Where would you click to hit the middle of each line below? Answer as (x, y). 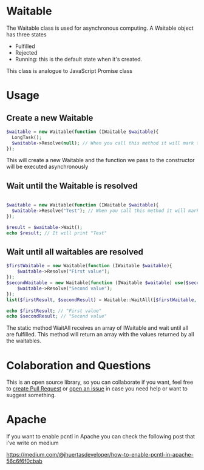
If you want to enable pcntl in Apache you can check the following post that (101, 437)
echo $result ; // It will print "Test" (57, 233)
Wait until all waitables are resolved (75, 252)
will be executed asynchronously (47, 167)
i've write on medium (32, 443)
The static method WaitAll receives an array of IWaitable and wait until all (97, 328)
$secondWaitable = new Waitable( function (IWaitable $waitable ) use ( (96, 283)
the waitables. (24, 341)
